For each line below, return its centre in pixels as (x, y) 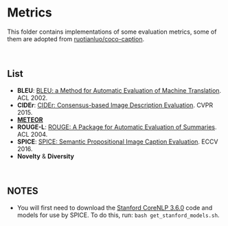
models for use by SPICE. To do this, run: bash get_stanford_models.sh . (118, 215)
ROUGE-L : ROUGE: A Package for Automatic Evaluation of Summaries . (117, 127)
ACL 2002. (32, 98)
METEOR (30, 120)
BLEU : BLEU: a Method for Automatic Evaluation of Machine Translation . (119, 90)
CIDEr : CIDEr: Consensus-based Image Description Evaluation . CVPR (115, 105)
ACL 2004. (32, 134)
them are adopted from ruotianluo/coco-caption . (76, 38)
